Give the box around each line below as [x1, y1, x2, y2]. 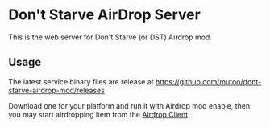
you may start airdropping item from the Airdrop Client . [8, 109, 191, 119]
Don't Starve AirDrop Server [8, 6, 201, 24]
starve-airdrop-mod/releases [8, 85, 105, 95]
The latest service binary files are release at [8, 76, 155, 86]
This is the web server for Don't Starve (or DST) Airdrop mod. [8, 32, 212, 42]
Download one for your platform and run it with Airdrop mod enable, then [8, 100, 251, 110]
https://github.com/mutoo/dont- [156, 76, 262, 86]
